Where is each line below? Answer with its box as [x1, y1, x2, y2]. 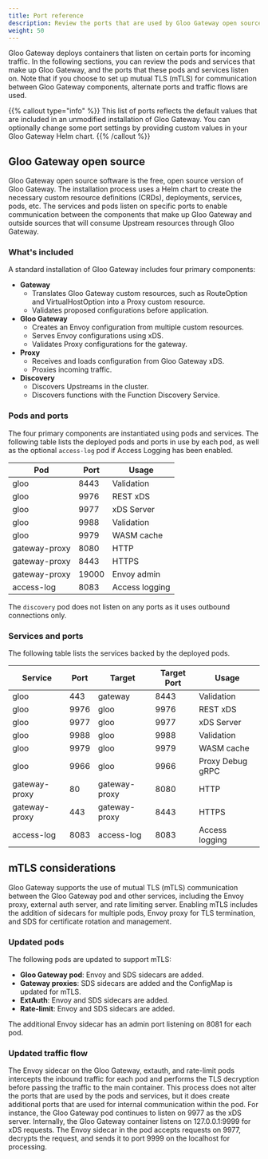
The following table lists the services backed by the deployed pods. [8, 648, 231, 658]
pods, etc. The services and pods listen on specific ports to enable [8, 201, 228, 211]
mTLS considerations [8, 861, 116, 875]
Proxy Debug [199, 755, 248, 767]
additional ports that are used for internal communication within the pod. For [8, 1100, 259, 1110]
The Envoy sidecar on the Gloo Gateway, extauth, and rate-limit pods [8, 1066, 235, 1075]
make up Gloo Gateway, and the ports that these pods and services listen [8, 65, 249, 75]
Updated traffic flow [8, 1048, 88, 1059]
